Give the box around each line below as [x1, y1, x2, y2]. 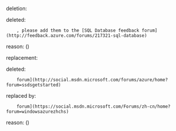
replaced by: [6, 92, 36, 99]
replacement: [6, 54, 38, 61]
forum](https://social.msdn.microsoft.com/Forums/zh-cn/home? [16, 104, 171, 109]
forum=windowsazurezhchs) [6, 109, 69, 115]
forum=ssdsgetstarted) [6, 82, 61, 88]
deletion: [6, 5, 27, 12]
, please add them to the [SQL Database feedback [16, 27, 140, 33]
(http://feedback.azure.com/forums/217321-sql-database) [6, 33, 147, 39]
